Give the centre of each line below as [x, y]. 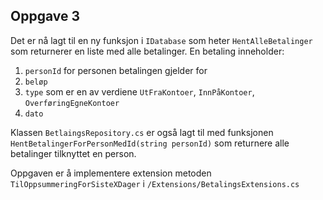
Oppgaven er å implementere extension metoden [111, 173]
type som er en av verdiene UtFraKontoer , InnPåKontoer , [139, 91]
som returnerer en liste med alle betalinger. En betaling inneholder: [147, 51]
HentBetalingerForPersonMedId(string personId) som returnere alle [150, 143]
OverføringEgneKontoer [72, 103]
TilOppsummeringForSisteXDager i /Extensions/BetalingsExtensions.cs [155, 183]
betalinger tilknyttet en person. [73, 153]
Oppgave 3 [45, 16]
